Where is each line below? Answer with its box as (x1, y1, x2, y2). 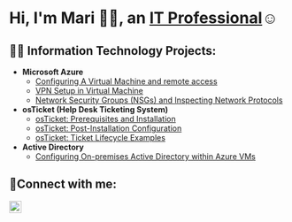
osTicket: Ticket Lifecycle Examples (35, 133, 166, 142)
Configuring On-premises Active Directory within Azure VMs (35, 151, 257, 162)
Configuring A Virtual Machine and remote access (35, 76, 219, 87)
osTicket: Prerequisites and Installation (35, 114, 177, 124)
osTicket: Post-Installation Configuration (35, 123, 182, 134)
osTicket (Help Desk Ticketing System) (21, 104, 169, 114)
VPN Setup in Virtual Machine (35, 86, 143, 96)
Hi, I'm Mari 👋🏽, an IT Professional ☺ (9, 8, 279, 28)
